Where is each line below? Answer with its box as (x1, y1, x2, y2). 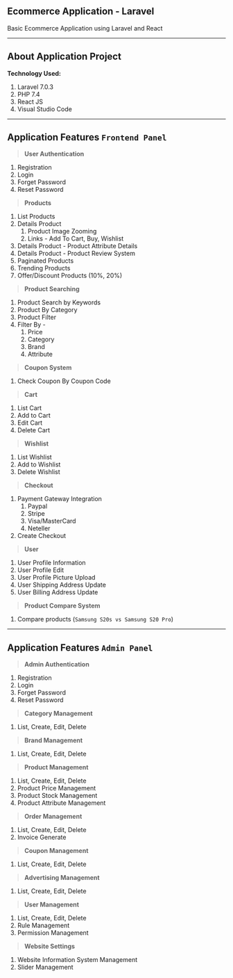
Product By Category (17, 306, 78, 314)
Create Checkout (17, 532, 67, 540)
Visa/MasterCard (27, 517, 76, 525)
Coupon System (24, 364, 72, 372)
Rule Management (17, 921, 70, 930)
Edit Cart (17, 418, 43, 427)
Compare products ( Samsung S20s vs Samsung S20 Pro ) (17, 615, 174, 624)
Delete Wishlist (17, 468, 60, 476)
